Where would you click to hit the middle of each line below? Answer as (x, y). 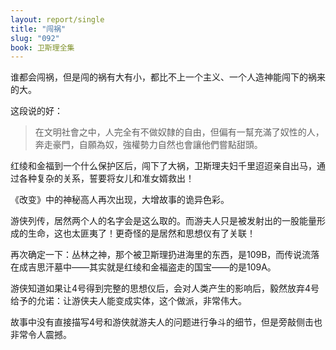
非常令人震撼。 (41, 335)
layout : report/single (57, 19)
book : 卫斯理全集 (42, 47)
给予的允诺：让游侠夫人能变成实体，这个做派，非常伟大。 (128, 301)
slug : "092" (35, 38)
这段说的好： (36, 111)
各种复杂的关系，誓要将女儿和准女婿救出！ (106, 178)
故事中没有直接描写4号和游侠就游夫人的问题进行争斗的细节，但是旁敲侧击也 (166, 322)
